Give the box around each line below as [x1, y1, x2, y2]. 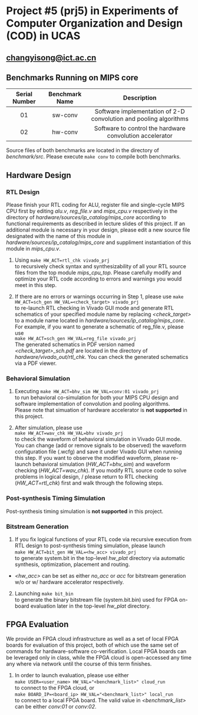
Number [12, 97, 37, 106]
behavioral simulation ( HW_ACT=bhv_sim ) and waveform [32, 461, 171, 468]
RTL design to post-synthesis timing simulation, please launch [14, 542, 166, 549]
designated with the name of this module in [6, 233, 111, 240]
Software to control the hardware [94, 124, 186, 133]
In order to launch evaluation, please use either [14, 671, 129, 678]
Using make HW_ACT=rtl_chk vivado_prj [14, 256, 110, 263]
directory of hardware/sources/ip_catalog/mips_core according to [6, 214, 167, 221]
